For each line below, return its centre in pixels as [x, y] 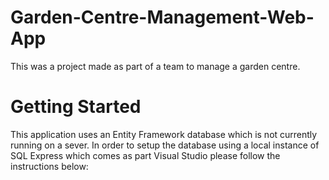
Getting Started [76, 107]
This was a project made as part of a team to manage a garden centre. [155, 66]
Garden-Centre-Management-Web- [162, 17]
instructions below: [49, 166]
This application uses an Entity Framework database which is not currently [164, 134]
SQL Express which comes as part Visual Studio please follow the [145, 155]
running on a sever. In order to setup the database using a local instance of [165, 145]
